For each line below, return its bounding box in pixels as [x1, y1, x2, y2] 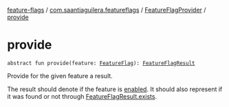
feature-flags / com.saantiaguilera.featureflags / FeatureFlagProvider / [7, 6, 206, 14]
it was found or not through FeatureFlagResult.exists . [7, 92, 157, 100]
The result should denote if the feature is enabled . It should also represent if [7, 85, 223, 93]
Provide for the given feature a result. [7, 71, 113, 80]
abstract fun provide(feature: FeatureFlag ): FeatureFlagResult [7, 60, 195, 67]
